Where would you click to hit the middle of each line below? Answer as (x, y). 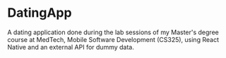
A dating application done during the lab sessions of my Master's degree (113, 32)
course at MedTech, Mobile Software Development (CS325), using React (113, 39)
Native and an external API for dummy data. (71, 47)
